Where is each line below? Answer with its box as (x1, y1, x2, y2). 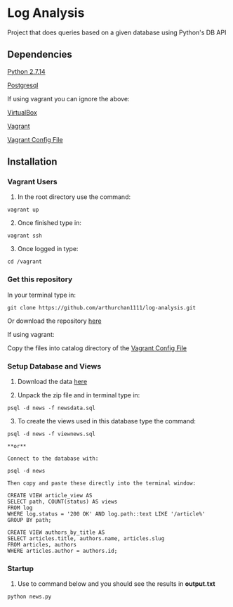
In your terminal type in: (7, 290, 76, 299)
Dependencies (7, 49, 72, 60)
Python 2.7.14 (7, 67, 46, 75)
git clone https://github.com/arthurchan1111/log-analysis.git (7, 304, 197, 311)
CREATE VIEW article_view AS (7, 492, 93, 499)
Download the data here (17, 378, 88, 386)
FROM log (7, 504, 33, 511)
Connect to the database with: (7, 455, 99, 462)
